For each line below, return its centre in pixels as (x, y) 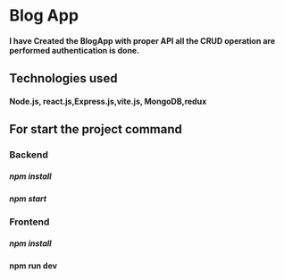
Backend (29, 155)
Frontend (29, 222)
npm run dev (33, 266)
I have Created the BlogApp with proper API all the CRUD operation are (142, 40)
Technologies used (63, 78)
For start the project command (96, 129)
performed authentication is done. (75, 50)
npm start (28, 199)
